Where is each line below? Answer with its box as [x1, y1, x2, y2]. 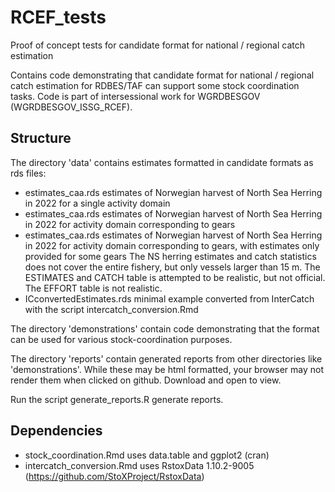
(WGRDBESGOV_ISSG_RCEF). [10, 101, 133, 113]
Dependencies [10, 422, 103, 440]
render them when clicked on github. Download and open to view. [10, 374, 282, 386]
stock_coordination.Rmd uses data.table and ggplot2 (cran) [24, 449, 270, 461]
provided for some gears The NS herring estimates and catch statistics [24, 250, 317, 262]
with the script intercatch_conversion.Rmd [24, 303, 199, 315]
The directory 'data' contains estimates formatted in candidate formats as [10, 156, 314, 168]
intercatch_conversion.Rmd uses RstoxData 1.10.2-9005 [24, 459, 255, 471]
